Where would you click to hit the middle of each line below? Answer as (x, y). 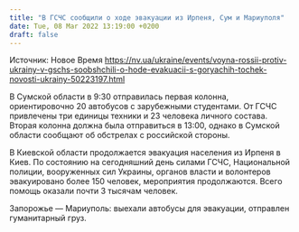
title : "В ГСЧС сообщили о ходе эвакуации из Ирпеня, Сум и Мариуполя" (147, 18)
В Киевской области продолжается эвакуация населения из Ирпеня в (145, 153)
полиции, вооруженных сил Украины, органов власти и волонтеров (140, 172)
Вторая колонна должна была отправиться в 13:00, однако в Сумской (145, 125)
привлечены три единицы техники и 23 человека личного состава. (139, 116)
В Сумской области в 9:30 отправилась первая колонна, (119, 97)
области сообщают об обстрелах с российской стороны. (120, 135)
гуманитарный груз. (48, 218)
